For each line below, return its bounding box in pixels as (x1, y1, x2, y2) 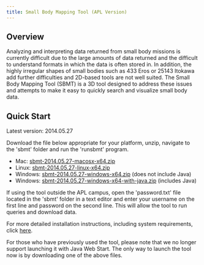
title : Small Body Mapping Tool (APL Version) (6, 9, 127, 15)
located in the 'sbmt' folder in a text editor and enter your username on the (6, 195, 195, 203)
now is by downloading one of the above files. (6, 252, 123, 259)
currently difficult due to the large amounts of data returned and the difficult (6, 54, 198, 62)
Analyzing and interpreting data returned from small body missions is (6, 48, 181, 55)
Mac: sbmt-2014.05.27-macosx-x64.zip (15, 157, 115, 165)
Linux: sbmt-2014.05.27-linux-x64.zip (15, 164, 110, 171)
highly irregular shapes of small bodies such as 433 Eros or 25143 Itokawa (6, 67, 195, 75)
